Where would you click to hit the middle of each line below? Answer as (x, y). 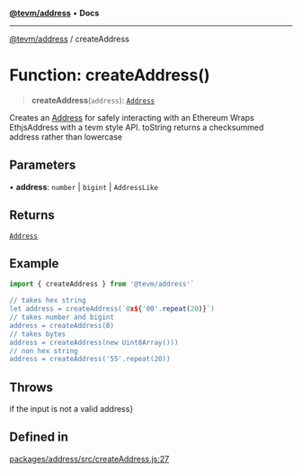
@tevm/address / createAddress (70, 39)
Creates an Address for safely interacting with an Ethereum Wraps (132, 117)
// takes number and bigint (62, 317)
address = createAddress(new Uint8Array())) (94, 342)
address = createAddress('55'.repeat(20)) (90, 359)
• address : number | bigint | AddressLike (84, 186)
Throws (31, 387)
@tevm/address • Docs (54, 13)
